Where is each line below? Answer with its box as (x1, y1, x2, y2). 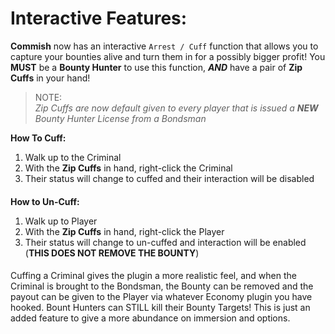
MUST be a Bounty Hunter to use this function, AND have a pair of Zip (10, 61, 303, 73)
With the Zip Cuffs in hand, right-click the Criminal (24, 162, 233, 174)
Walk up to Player (24, 215, 98, 227)
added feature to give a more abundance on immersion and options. (10, 312, 291, 324)
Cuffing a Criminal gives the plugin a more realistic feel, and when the (10, 270, 297, 282)
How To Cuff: (10, 132, 67, 144)
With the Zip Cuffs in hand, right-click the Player (24, 225, 225, 237)
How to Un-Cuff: (10, 195, 80, 207)
